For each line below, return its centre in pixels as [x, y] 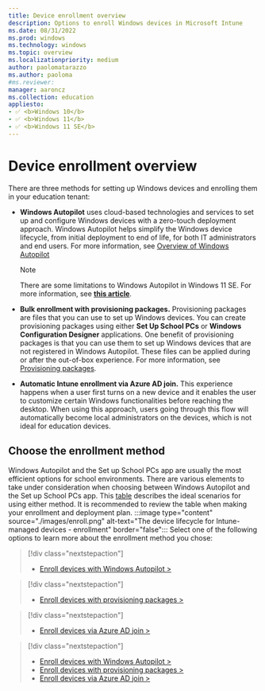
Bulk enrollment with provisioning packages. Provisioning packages [133, 309]
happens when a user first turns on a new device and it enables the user [138, 392]
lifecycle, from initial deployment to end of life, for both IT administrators [138, 237]
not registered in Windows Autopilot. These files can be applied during [135, 351]
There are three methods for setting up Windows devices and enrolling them [133, 188]
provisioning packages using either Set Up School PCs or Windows [131, 326]
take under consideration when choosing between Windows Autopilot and [129, 487]
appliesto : [26, 104]
